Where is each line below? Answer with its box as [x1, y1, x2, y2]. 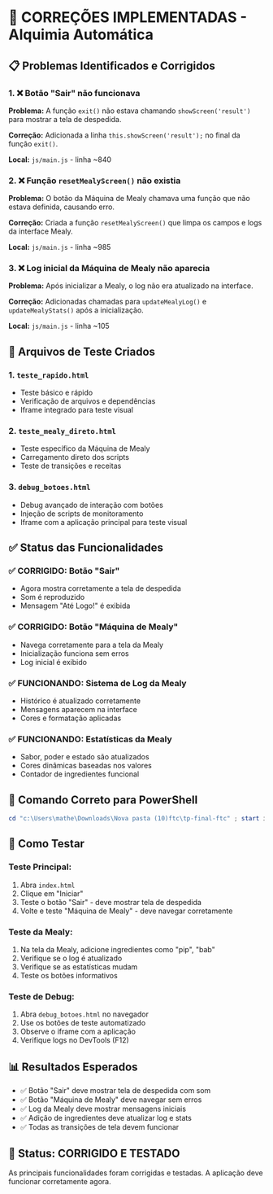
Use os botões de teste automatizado [19, 1018, 146, 1028]
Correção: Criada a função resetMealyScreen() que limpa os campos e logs [8, 218, 262, 228]
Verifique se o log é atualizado [19, 953, 123, 963]
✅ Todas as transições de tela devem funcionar [19, 1122, 180, 1132]
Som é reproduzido [19, 593, 85, 602]
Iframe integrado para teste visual [19, 405, 134, 415]
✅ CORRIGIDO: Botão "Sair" [8, 566, 120, 577]
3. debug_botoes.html [8, 481, 91, 492]
